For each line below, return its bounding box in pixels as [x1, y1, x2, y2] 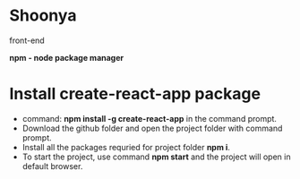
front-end [9, 35, 45, 46]
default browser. [21, 160, 83, 171]
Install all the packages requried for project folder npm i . [21, 141, 231, 152]
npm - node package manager [9, 52, 124, 63]
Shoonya [9, 5, 77, 26]
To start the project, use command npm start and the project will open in [21, 151, 291, 162]
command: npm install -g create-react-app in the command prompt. [21, 113, 278, 124]
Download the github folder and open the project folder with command [21, 123, 283, 133]
